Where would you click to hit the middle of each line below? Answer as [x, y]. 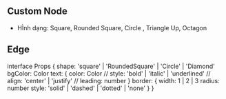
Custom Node [37, 11]
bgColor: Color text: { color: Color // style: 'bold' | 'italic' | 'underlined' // [109, 73]
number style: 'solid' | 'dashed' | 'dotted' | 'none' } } [81, 88]
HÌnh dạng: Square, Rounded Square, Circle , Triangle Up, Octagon [112, 27]
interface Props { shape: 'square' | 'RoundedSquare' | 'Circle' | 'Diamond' [111, 66]
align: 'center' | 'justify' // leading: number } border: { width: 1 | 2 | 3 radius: [113, 80]
